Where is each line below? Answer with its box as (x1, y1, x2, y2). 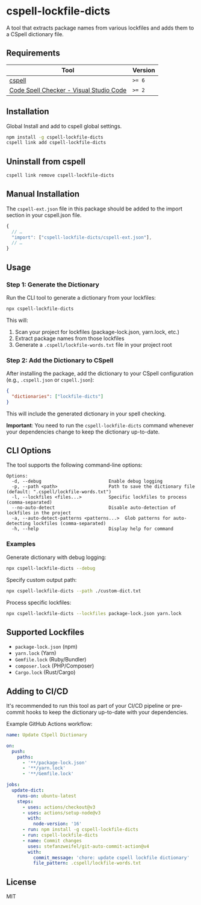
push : (11, 748, 26, 754)
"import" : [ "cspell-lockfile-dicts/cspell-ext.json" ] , (11, 234, 152, 241)
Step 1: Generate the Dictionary (6, 280, 99, 289)
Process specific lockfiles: (6, 599, 72, 606)
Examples (6, 540, 36, 548)
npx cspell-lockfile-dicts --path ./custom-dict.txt (6, 588, 141, 594)
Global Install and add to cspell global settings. (6, 122, 122, 130)
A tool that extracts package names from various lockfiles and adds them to (6, 24, 194, 31)
